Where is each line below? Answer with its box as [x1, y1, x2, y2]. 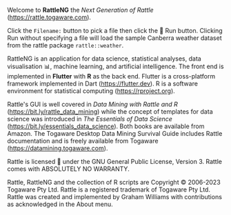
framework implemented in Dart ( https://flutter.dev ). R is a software [7, 79, 199, 88]
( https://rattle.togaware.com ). [7, 13, 92, 21]
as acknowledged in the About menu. [7, 200, 113, 208]
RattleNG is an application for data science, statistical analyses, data [7, 54, 201, 63]
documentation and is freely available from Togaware [7, 137, 159, 145]
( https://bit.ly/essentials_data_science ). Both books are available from [7, 122, 205, 130]
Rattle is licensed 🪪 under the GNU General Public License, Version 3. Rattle [7, 158, 223, 165]
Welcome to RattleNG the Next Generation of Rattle [7, 6, 154, 14]
